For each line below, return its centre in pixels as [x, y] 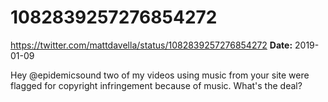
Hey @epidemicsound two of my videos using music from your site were [160, 75]
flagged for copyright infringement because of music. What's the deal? [156, 85]
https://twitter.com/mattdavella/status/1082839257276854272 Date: [151, 45]
